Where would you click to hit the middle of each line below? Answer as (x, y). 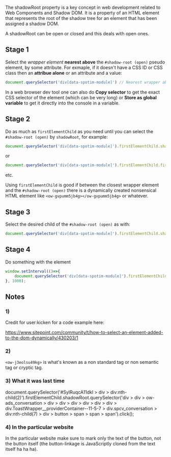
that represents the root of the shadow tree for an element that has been (81, 18)
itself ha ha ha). (22, 449)
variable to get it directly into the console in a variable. (63, 103)
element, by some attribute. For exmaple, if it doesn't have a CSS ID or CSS (84, 67)
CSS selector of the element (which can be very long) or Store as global (81, 97)
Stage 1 (17, 50)
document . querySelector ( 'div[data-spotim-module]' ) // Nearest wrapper (83, 82)
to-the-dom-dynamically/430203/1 (42, 338)
